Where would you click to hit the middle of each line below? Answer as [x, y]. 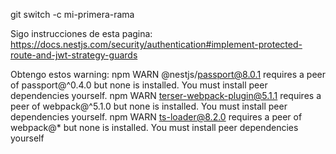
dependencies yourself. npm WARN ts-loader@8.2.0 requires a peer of [156, 117]
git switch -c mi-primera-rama [72, 14]
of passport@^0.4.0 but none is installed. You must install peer [139, 85]
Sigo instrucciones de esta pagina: [81, 33]
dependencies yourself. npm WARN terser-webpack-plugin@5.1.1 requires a [166, 95]
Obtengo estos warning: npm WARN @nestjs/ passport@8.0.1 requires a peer [168, 74]
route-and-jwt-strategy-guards [74, 55]
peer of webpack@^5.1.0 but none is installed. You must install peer [149, 106]
